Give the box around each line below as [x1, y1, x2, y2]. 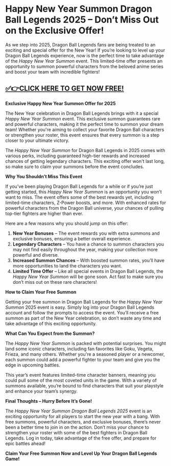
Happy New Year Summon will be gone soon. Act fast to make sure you [12, 274, 163, 280]
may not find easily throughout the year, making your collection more [12, 246, 158, 253]
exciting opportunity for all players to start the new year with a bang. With [5, 413, 160, 419]
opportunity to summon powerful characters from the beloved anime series [5, 63, 164, 69]
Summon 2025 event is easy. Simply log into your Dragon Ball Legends [5, 304, 155, 310]
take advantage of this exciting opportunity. [5, 320, 97, 327]
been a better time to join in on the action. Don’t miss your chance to [5, 424, 150, 430]
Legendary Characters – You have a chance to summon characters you [12, 241, 164, 247]
